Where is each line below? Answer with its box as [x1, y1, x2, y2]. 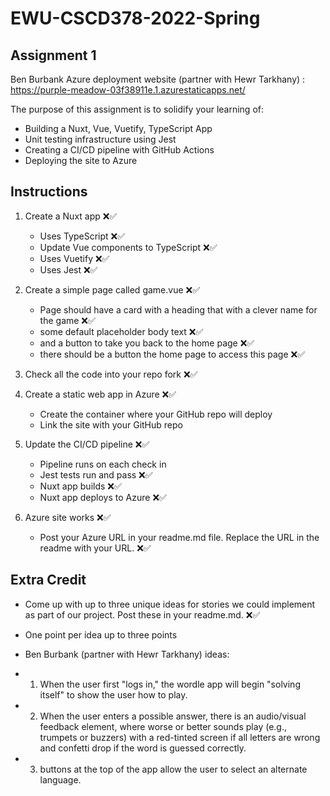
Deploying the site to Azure [24, 155, 138, 166]
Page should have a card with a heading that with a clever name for [39, 303, 318, 316]
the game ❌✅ [39, 314, 96, 326]
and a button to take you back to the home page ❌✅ [39, 337, 255, 349]
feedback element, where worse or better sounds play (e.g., [39, 720, 287, 732]
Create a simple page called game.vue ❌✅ [24, 283, 201, 296]
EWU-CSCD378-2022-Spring [10, 7, 261, 30]
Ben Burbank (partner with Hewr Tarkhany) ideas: [24, 648, 230, 660]
